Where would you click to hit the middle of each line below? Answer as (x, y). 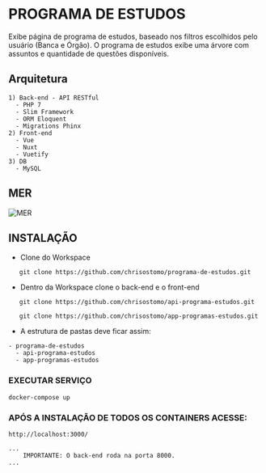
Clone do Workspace (55, 258)
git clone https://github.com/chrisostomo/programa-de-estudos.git (135, 272)
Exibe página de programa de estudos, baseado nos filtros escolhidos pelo (133, 36)
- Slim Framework (45, 112)
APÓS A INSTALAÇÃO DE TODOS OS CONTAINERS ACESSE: (128, 417)
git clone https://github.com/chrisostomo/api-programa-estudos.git (137, 302)
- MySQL (29, 168)
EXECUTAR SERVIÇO (50, 381)
